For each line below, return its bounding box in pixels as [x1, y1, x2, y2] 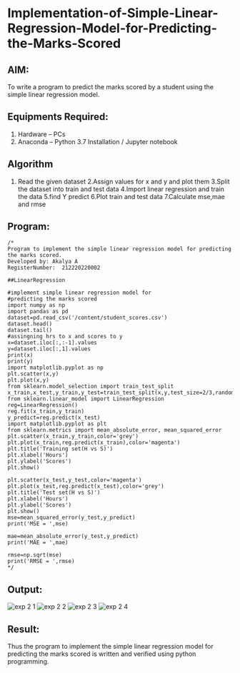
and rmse [17, 200, 46, 208]
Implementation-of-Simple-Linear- [7, 5, 219, 21]
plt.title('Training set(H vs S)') [7, 445, 114, 452]
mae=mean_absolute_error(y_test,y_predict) [7, 533, 139, 540]
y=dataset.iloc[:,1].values [7, 345, 91, 353]
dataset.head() [7, 320, 53, 328]
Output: [7, 583, 43, 595]
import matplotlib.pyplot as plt [7, 420, 107, 427]
